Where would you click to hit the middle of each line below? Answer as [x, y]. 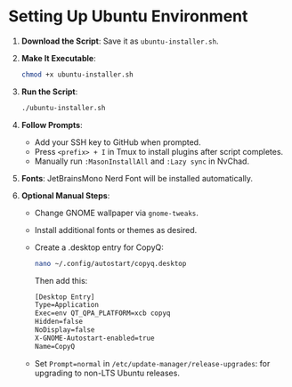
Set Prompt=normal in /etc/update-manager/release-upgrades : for [152, 363]
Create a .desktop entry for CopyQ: [99, 247]
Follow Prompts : [52, 125]
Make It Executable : [58, 58]
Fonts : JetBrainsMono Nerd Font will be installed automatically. [137, 178]
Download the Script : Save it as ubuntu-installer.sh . [120, 41]
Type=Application [67, 305]
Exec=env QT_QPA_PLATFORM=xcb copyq [102, 313]
